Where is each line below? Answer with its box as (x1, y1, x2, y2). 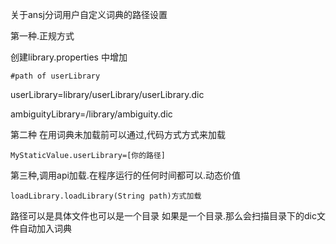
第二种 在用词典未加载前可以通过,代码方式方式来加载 (10, 129, 226, 140)
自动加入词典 (18, 223, 72, 234)
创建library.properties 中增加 (10, 51, 128, 63)
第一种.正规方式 (10, 30, 75, 42)
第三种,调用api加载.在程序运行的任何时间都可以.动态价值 (10, 169, 241, 181)
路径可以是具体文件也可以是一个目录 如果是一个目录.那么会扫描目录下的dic (10, 210, 317, 222)
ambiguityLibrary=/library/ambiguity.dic (10, 108, 173, 120)
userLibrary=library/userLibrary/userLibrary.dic (10, 89, 205, 100)
